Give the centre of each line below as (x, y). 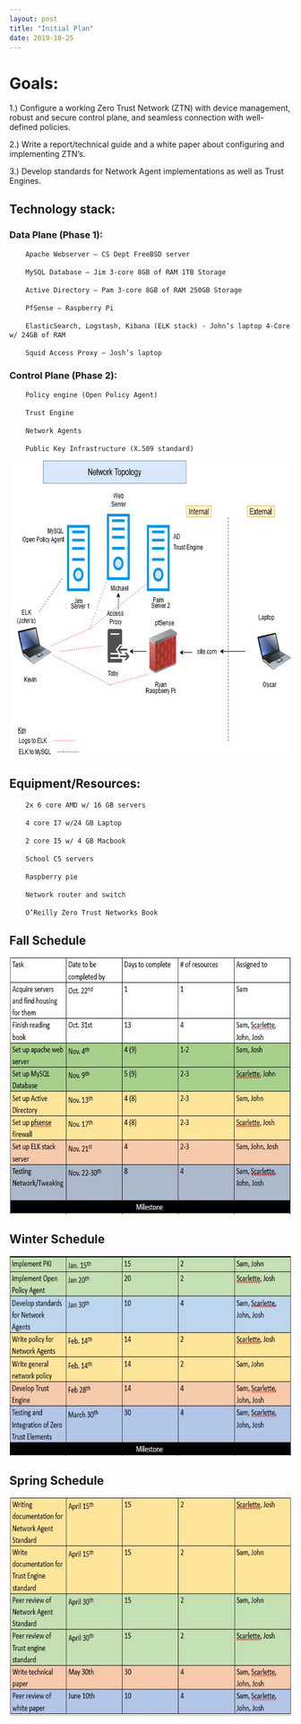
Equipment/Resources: (75, 783)
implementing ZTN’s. (47, 154)
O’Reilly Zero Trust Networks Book (92, 913)
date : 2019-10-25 (42, 38)
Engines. (26, 181)
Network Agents (54, 431)
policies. (55, 127)
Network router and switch (76, 895)
